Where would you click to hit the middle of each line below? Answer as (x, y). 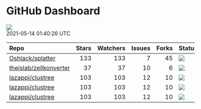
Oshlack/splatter (32, 58)
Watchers (111, 48)
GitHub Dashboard (53, 11)
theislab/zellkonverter (40, 68)
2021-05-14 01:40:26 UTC (38, 33)
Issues (141, 48)
